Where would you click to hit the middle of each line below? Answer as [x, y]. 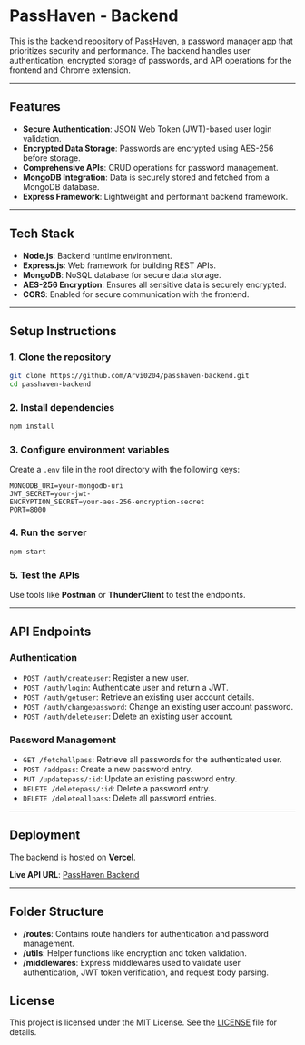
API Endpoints [50, 632]
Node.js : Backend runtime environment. [97, 255]
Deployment [45, 836]
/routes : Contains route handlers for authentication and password [146, 933]
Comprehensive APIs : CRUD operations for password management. [150, 167]
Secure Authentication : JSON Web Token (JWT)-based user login [147, 129]
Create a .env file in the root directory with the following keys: [125, 470]
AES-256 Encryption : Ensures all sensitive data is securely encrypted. [155, 284]
